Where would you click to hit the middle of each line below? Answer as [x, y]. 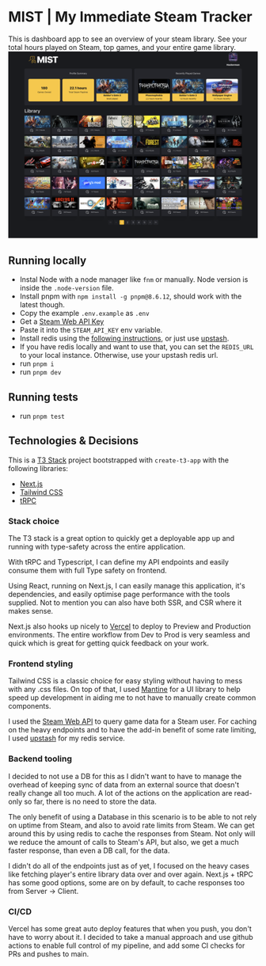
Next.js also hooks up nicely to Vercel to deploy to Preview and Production [130, 626]
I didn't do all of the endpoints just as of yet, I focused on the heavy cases [129, 865]
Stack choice [34, 521]
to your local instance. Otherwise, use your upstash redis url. [119, 356]
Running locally [47, 260]
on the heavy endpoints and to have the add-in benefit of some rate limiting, [132, 730]
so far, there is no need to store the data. [90, 801]
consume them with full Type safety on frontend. [88, 571]
